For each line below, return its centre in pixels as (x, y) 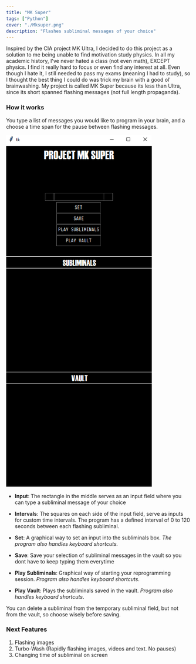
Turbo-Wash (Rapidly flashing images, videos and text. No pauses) (95, 648)
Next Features (27, 629)
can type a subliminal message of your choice (70, 502)
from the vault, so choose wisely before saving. (64, 614)
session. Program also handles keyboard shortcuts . (77, 579)
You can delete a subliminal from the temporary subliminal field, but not (92, 608)
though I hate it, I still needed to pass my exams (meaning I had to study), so (98, 74)
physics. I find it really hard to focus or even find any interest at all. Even (93, 67)
